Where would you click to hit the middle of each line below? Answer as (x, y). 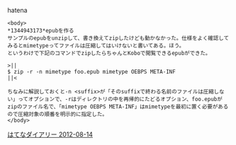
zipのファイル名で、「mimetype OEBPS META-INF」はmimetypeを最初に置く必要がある (118, 107)
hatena (17, 10)
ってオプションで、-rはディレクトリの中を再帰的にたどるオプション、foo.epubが (120, 99)
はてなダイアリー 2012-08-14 (50, 134)
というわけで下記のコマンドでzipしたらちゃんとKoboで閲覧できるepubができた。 (109, 53)
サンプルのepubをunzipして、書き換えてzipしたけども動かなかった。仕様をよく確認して (118, 38)
